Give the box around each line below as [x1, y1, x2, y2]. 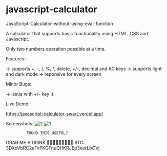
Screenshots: [6, 120, 34, 126]
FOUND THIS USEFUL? [26, 130, 68, 136]
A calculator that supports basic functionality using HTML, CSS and [6, 30, 148, 36]
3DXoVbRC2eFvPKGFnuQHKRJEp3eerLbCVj [6, 145, 100, 151]
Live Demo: [6, 101, 30, 107]
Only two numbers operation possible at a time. [6, 46, 106, 52]
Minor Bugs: [6, 81, 32, 87]
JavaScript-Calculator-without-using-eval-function [6, 20, 113, 27]
